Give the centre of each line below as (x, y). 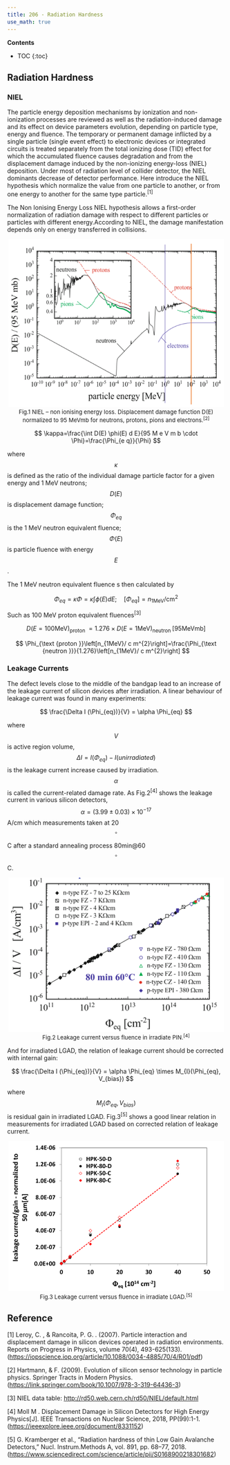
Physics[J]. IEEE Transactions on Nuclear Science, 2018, (87, 1419)
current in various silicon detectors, (58, 800)
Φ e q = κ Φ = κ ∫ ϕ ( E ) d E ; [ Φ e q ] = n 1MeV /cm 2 (116, 599)
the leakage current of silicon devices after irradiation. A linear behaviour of (115, 691)
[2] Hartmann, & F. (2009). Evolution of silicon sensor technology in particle (115, 1370)
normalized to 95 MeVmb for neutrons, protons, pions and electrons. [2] (116, 420)
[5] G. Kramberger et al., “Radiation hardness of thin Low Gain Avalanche (111, 1439)
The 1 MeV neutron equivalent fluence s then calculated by (91, 584)
